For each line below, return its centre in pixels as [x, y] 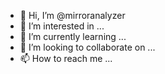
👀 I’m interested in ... [62, 26]
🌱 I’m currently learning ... [73, 36]
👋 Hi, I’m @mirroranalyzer [72, 15]
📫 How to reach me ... [66, 58]
